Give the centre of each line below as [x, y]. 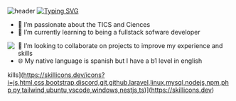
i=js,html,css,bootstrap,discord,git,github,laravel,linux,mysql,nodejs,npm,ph [118, 82]
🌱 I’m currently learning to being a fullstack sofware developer [109, 32]
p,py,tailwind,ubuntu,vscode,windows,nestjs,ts [76, 90]
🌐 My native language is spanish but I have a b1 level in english [110, 61]
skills [25, 53]
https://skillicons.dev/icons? [64, 75]
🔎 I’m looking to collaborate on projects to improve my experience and [120, 46]
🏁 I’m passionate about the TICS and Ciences [84, 24]
